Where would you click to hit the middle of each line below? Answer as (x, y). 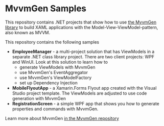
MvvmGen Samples (46, 9)
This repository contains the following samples (52, 42)
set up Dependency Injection (48, 83)
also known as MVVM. (28, 32)
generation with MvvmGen (39, 98)
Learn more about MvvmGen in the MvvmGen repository (62, 118)
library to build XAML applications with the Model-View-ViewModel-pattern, (82, 27)
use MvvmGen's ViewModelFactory (56, 77)
